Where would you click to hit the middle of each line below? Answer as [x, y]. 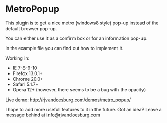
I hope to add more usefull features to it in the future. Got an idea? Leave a [83, 109]
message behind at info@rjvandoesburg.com [53, 115]
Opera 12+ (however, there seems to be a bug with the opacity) [79, 89]
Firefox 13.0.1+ [28, 73]
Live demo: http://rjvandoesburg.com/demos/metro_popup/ [68, 100]
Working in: [17, 58]
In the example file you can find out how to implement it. [64, 48]
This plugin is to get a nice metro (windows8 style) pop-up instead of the [82, 23]
